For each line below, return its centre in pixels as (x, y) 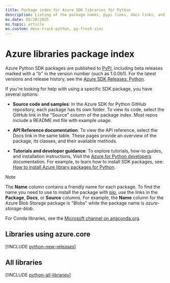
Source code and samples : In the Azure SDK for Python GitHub (79, 104)
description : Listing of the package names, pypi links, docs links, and (85, 15)
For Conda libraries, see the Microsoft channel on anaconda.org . (73, 218)
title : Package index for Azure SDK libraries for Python (68, 10)
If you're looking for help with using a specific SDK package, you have (79, 89)
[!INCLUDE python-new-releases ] (41, 246)
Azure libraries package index (70, 54)
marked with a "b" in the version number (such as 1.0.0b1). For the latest (81, 74)
